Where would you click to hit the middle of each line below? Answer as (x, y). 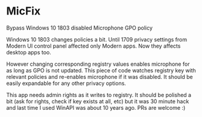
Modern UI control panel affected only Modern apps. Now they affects (93, 46)
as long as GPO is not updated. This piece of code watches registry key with (101, 70)
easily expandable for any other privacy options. (66, 83)
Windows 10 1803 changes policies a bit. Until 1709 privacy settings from (97, 39)
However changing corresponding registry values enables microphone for (98, 64)
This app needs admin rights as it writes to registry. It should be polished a (99, 95)
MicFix (24, 11)
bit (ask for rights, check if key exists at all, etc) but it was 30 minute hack (98, 101)
